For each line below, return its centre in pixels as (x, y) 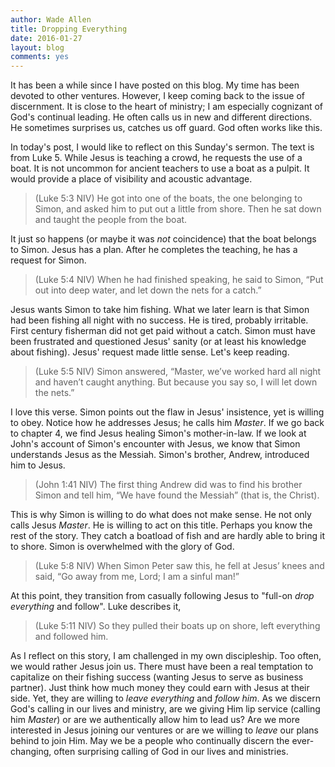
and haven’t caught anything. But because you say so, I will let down (176, 382)
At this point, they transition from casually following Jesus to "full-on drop (162, 596)
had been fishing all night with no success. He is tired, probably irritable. (159, 320)
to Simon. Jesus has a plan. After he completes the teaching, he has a (154, 250)
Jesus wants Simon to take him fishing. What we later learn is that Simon (160, 310)
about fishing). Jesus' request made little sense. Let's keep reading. (150, 352)
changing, (31, 752)
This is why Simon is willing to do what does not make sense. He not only (161, 515)
